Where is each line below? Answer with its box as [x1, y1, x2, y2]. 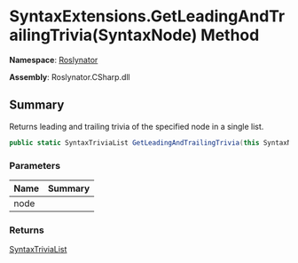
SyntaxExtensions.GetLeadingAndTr [9, 6, 286, 27]
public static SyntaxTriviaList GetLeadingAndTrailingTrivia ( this [9, 138, 260, 147]
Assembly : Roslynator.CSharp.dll [9, 71, 130, 82]
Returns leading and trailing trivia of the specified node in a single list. [9, 121, 264, 131]
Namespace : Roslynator [9, 54, 98, 65]
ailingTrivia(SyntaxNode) [9, 25, 198, 45]
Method [200, 25, 260, 45]
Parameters [9, 159, 60, 171]
